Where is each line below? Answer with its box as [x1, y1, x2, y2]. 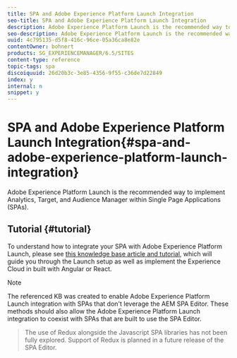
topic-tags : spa [7, 63, 55, 70]
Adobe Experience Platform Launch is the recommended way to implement [7, 188, 226, 196]
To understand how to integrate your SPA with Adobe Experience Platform [7, 241, 223, 251]
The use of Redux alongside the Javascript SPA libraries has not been [24, 328, 228, 336]
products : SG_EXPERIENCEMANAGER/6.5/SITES [7, 50, 134, 57]
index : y [7, 76, 33, 83]
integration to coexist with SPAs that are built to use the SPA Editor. [7, 314, 202, 323]
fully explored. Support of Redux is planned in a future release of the [24, 335, 224, 344]
